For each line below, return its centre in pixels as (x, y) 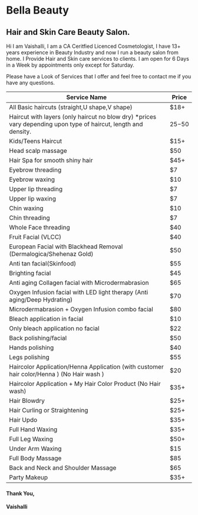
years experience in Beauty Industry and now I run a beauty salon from (92, 53)
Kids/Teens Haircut (36, 141)
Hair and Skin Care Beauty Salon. (68, 32)
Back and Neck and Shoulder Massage (63, 468)
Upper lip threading (36, 189)
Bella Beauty (38, 10)
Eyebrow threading (35, 170)
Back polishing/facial (38, 338)
